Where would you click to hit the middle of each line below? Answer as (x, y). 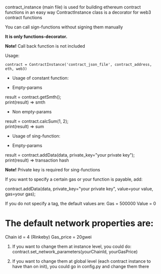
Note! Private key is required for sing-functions (53, 170)
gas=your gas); (20, 194)
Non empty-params (32, 112)
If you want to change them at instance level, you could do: (72, 246)
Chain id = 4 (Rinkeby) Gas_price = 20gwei (48, 237)
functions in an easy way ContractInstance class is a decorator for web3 (78, 12)
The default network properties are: (79, 223)
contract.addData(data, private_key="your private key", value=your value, (79, 189)
